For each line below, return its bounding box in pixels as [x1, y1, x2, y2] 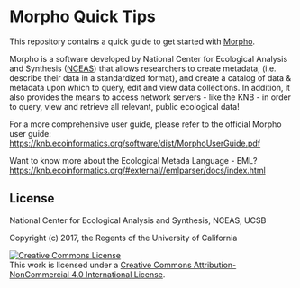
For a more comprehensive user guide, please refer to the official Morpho [9, 119, 282, 130]
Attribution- [193, 259, 237, 270]
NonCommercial [9, 268, 70, 280]
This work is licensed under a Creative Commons [9, 259, 192, 270]
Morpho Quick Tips [9, 6, 156, 27]
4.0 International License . [71, 268, 166, 280]
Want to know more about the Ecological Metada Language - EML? [9, 155, 258, 166]
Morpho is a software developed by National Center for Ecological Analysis [9, 53, 288, 64]
